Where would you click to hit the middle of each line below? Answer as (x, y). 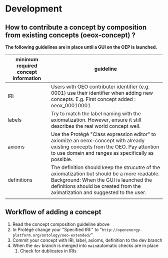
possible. (61, 159)
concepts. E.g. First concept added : (93, 99)
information (27, 78)
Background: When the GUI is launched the (101, 180)
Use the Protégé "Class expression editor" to (103, 134)
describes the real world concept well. (96, 126)
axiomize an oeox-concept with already (98, 141)
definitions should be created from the (96, 186)
